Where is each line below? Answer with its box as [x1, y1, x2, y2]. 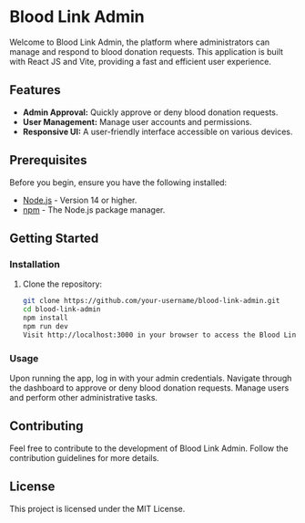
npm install [22, 313, 68, 322]
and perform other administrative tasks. [9, 392, 158, 403]
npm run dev [22, 321, 68, 330]
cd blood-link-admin [22, 305, 101, 314]
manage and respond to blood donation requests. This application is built [9, 46, 284, 57]
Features [9, 82, 61, 98]
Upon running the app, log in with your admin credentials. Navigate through [9, 372, 292, 383]
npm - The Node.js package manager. [22, 204, 166, 215]
